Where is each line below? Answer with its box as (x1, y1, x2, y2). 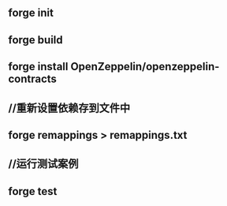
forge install (8, 60, 69, 73)
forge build (8, 33, 63, 47)
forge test (8, 185, 58, 198)
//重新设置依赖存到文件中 (8, 101, 131, 114)
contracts (8, 73, 58, 86)
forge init (8, 6, 54, 20)
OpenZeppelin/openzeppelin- (70, 60, 220, 73)
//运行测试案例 (8, 157, 79, 170)
